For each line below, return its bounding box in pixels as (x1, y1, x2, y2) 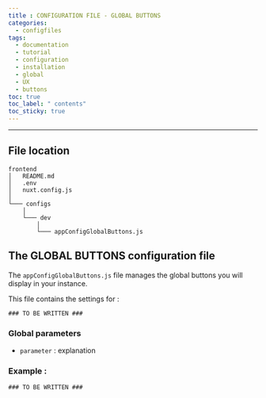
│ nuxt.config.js (8, 186, 73, 194)
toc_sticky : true (8, 108, 66, 116)
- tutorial (15, 48, 51, 56)
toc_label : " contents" (8, 100, 87, 108)
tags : (8, 33, 26, 42)
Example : (8, 365, 47, 377)
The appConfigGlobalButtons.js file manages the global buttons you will (8, 270, 243, 280)
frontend (8, 165, 37, 173)
